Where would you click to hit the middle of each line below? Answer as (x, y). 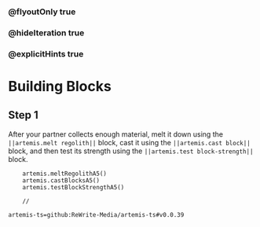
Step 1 (24, 115)
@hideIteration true (46, 32)
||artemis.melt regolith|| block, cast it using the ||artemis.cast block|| (130, 142)
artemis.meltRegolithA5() (65, 174)
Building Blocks (60, 86)
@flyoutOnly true (42, 12)
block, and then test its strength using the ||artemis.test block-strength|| (131, 151)
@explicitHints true (46, 53)
